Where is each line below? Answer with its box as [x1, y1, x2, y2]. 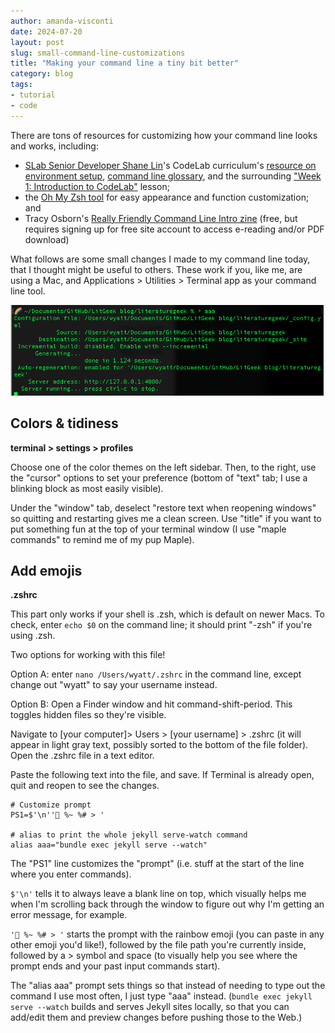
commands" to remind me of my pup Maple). [10, 533, 195, 545]
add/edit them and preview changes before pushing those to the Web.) [10, 1011, 303, 1024]
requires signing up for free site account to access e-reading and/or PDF [24, 223, 325, 235]
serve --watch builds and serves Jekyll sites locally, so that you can [10, 1001, 290, 1013]
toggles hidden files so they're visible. [10, 709, 167, 721]
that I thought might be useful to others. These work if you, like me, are [10, 263, 303, 275]
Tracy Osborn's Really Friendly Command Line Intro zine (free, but [24, 212, 298, 224]
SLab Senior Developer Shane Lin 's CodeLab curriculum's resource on [24, 159, 317, 171]
